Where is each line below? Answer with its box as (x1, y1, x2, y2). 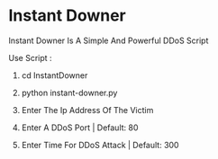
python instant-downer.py (21, 87, 118, 98)
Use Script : (8, 52, 52, 63)
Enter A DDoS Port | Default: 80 (21, 122, 139, 133)
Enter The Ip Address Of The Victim (21, 104, 154, 115)
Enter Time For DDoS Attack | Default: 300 (21, 139, 179, 150)
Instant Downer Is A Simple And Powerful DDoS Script (8, 35, 209, 46)
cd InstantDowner (21, 69, 88, 81)
